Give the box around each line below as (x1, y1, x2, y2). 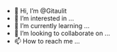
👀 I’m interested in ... (13, 14, 74, 22)
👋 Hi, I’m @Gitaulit (13, 7, 67, 15)
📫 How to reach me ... (13, 37, 80, 45)
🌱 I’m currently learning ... (13, 22, 90, 30)
